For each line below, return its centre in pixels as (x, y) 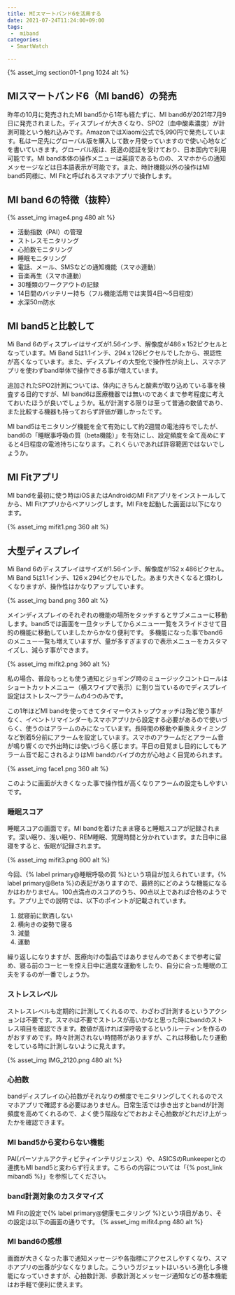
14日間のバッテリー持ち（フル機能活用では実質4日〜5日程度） (107, 293)
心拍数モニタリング (45, 249)
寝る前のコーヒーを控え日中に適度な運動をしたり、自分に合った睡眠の (120, 965)
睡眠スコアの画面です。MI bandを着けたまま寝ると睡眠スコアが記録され (111, 829)
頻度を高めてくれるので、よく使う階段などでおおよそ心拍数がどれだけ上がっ (117, 1113)
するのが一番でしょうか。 (56, 975)
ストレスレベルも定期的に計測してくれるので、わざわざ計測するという (108, 1011)
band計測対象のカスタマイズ (55, 1196)
